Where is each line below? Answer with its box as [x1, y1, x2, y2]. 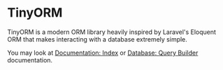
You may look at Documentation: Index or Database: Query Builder [7, 49, 199, 57]
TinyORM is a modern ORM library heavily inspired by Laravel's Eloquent [7, 28, 217, 36]
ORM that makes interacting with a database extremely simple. [7, 35, 187, 43]
